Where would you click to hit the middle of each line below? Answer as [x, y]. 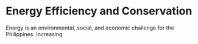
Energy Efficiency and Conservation [99, 11]
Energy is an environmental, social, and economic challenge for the [90, 28]
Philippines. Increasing [34, 34]
